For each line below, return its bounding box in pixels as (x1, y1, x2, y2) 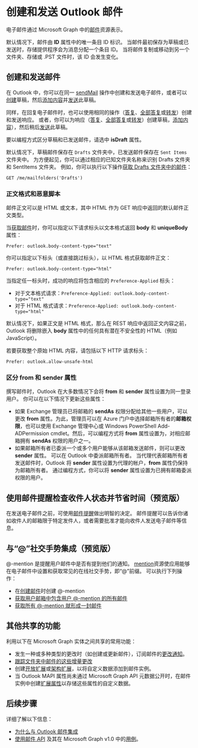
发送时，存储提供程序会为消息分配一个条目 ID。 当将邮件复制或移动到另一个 (6, 45, 190, 53)
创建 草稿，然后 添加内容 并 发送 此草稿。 (6, 96, 99, 103)
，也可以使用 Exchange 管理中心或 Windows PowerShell (19, 422, 157, 430)
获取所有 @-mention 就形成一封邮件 (14, 602, 102, 609)
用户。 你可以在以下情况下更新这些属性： (6, 395, 106, 402)
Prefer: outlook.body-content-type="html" (6, 266, 112, 272)
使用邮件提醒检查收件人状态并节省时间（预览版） (6, 493, 184, 503)
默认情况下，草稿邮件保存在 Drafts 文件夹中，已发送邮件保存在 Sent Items (6, 148, 187, 155)
